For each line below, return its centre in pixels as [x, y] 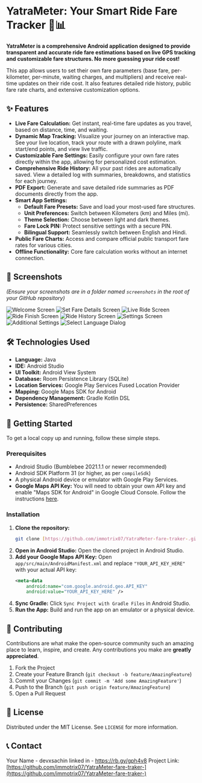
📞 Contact [24, 746]
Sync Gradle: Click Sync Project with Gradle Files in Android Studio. [103, 603]
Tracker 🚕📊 [36, 25]
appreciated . [23, 656]
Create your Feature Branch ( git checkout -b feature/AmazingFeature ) [103, 674]
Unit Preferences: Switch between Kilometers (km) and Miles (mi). [107, 213]
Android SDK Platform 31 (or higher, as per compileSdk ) [83, 473]
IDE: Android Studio [39, 366]
